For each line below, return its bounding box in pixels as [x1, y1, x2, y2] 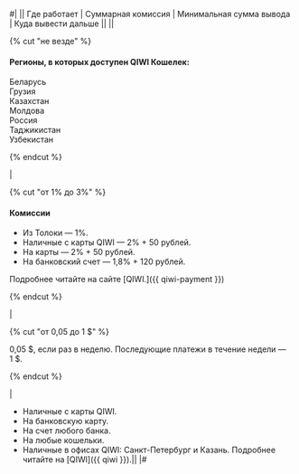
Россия [9, 115, 38, 126]
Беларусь [9, 77, 47, 88]
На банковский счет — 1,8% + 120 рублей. [22, 256, 186, 267]
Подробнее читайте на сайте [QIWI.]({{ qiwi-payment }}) [9, 274, 225, 285]
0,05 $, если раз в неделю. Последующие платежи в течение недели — [9, 344, 286, 355]
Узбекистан [9, 134, 54, 145]
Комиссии [9, 207, 51, 218]
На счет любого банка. [22, 425, 111, 436]
